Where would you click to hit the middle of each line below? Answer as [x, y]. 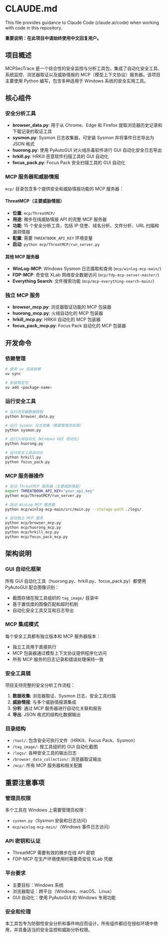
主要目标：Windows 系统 [38, 885]
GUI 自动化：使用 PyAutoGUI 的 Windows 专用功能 [64, 897]
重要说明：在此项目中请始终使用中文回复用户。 [53, 38]
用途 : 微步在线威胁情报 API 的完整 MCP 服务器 [60, 219]
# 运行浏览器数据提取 [24, 412]
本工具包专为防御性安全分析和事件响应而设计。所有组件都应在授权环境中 [79, 923]
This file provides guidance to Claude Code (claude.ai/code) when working [82, 22]
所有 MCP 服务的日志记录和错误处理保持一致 [58, 659]
